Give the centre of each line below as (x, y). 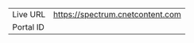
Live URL (29, 14)
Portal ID (29, 27)
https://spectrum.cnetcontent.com (117, 14)
